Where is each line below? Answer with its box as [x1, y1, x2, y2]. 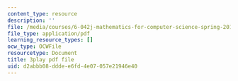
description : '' [7, 17, 55, 24]
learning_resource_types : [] [7, 37, 93, 44]
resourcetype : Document [7, 50, 78, 57]
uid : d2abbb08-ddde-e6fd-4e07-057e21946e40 [7, 63, 138, 70]
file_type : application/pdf [7, 30, 91, 37]
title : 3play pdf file [7, 56, 74, 63]
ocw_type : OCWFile [7, 43, 62, 50]
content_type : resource [7, 10, 78, 18]
